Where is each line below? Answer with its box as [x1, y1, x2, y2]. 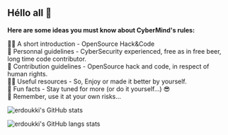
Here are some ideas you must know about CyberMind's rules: [7, 25, 195, 34]
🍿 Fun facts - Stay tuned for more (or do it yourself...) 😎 [7, 84, 171, 93]
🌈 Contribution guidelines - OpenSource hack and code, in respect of [7, 61, 210, 71]
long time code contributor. [7, 54, 87, 63]
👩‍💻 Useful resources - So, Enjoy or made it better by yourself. [7, 77, 188, 86]
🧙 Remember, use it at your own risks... [7, 92, 122, 100]
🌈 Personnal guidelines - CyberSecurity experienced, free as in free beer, [7, 47, 222, 55]
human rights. [7, 69, 48, 78]
